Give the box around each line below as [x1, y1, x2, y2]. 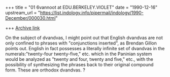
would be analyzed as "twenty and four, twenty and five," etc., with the [5, 56, 153, 62]
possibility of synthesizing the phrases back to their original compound [5, 62, 154, 67]
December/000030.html [5, 15, 56, 21]
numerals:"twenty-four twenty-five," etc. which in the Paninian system [5, 51, 152, 57]
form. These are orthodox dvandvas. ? [5, 67, 85, 73]
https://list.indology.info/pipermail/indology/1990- [40, 10, 144, 16]
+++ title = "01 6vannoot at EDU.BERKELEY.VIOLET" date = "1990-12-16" [5, 5, 158, 10]
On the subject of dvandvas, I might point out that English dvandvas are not [5, 35, 163, 41]
